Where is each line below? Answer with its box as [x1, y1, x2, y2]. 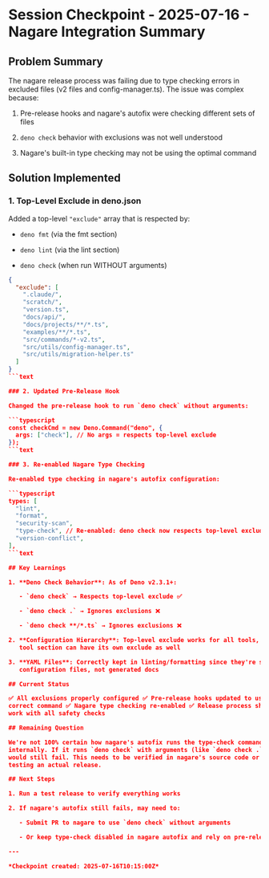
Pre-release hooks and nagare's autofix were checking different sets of [19, 108, 255, 118]
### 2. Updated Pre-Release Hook [8, 387, 120, 395]
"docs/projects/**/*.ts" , [22, 320, 110, 328]
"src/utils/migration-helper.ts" [22, 351, 134, 359]
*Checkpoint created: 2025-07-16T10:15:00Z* [8, 862, 159, 870]
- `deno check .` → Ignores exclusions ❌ [18, 608, 160, 616]
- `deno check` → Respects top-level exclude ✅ [18, 592, 183, 601]
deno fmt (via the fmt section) [19, 229, 118, 238]
